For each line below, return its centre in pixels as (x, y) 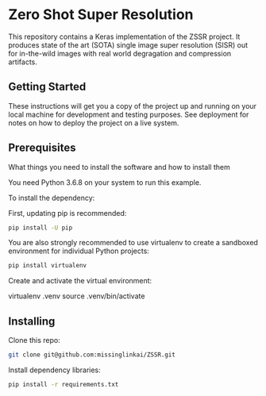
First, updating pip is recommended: (67, 213)
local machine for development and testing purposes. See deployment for (129, 114)
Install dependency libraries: (54, 370)
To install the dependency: (52, 198)
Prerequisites (42, 148)
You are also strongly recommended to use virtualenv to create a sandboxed (133, 243)
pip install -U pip (40, 228)
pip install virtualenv (48, 266)
